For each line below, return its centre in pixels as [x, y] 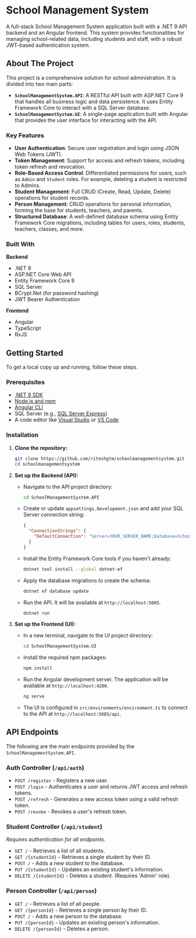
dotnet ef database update [56, 591]
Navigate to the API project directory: [68, 486]
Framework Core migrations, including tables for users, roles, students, [100, 223]
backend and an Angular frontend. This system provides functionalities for [95, 32]
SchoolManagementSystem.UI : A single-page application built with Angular [101, 114]
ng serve [34, 697]
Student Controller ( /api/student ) [54, 827]
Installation [22, 435]
